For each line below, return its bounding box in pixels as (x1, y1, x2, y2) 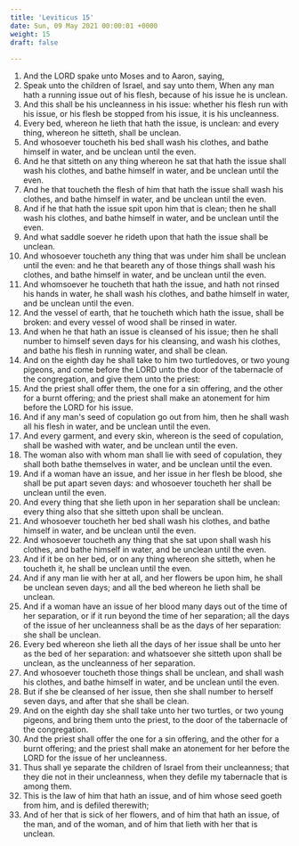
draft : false (10, 37, 59, 47)
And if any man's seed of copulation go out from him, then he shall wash (22, 412, 289, 423)
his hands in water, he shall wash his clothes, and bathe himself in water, (22, 289, 290, 300)
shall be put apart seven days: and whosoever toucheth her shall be (22, 478, 272, 489)
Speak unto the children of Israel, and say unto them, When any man (22, 80, 275, 91)
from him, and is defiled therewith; (22, 800, 149, 811)
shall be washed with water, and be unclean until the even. (22, 440, 238, 451)
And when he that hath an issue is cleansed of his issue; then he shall (22, 326, 279, 337)
